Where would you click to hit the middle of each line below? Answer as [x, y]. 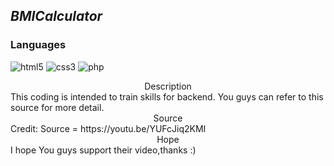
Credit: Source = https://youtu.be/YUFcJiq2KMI [108, 128]
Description [168, 86]
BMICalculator [56, 16]
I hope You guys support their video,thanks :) [103, 150]
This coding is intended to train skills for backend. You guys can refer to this [167, 96]
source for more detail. [57, 107]
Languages [38, 45]
